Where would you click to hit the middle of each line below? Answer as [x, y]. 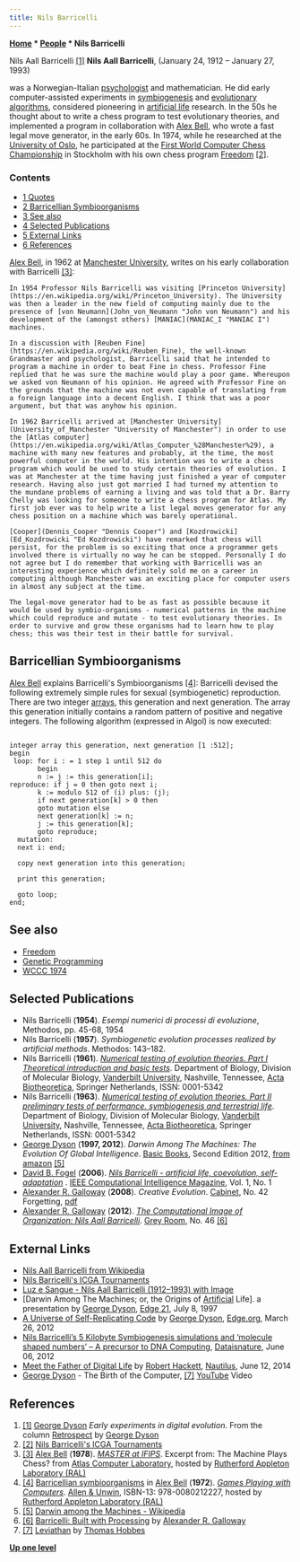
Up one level [33, 1547]
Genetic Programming [63, 961]
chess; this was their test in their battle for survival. [122, 634]
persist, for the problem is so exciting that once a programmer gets [144, 547]
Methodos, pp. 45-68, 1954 [73, 1030]
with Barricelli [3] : [42, 271]
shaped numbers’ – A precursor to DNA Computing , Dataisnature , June [153, 1347]
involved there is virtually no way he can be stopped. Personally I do [148, 555]
